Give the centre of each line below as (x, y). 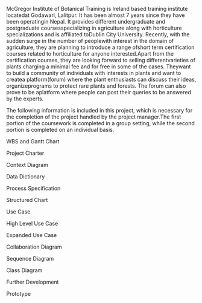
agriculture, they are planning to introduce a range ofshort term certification (100, 47)
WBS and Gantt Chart (33, 141)
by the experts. (25, 99)
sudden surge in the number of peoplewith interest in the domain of (90, 41)
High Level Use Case (32, 223)
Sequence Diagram (30, 259)
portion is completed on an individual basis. (60, 130)
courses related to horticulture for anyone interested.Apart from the (90, 54)
